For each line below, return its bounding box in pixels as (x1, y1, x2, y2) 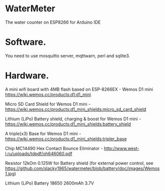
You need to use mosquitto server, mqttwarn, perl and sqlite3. (5, 53, 130, 59)
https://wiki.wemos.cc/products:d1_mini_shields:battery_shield (5, 121, 131, 127)
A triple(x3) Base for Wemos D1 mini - (5, 130, 82, 136)
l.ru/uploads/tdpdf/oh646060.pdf (5, 151, 73, 157)
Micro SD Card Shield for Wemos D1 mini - (5, 101, 91, 107)
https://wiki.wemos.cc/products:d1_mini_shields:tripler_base (5, 136, 127, 142)
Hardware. (5, 70, 49, 81)
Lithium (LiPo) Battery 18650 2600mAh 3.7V (5, 180, 94, 186)
